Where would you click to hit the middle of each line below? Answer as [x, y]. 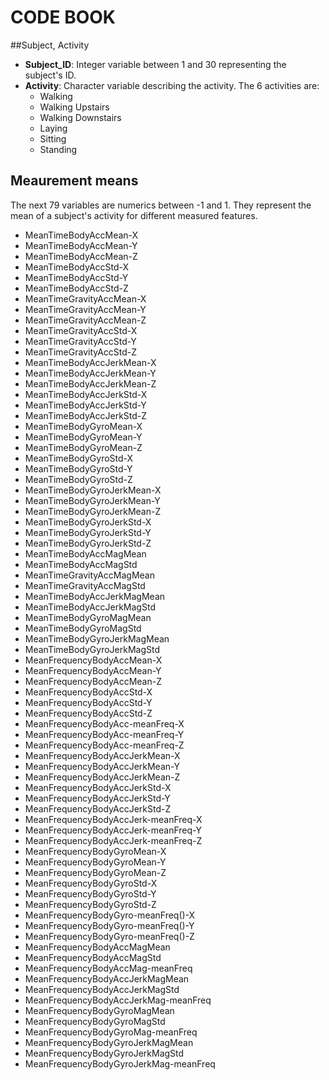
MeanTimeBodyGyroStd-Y [78, 468]
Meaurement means [74, 181]
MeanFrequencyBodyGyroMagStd [95, 1021]
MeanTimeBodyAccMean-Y [81, 245]
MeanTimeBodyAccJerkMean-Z [90, 383]
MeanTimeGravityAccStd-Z [81, 352]
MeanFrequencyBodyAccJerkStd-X [98, 787]
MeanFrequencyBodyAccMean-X [93, 660]
